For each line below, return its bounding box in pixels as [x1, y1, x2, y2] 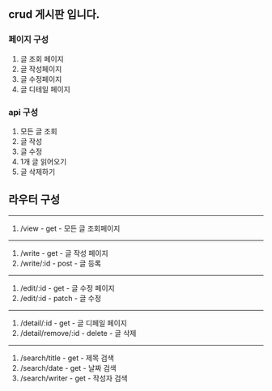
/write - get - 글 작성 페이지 [19, 248, 108, 257]
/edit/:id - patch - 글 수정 [19, 293, 102, 303]
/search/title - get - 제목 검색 [19, 353, 115, 363]
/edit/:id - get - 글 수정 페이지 [19, 283, 115, 293]
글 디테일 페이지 [19, 84, 70, 94]
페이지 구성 [8, 34, 49, 45]
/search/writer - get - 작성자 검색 [19, 373, 128, 383]
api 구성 [8, 106, 39, 117]
